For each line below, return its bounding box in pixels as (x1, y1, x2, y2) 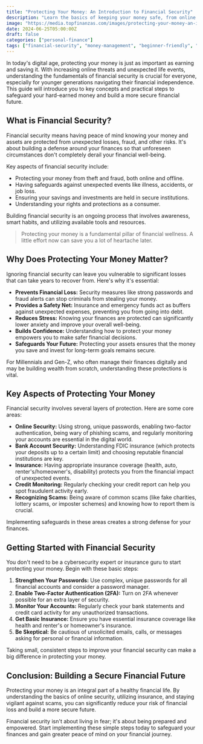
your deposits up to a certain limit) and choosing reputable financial (14, 449, 184, 456)
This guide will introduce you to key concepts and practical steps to (6, 85, 175, 92)
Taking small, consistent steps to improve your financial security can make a (6, 646, 196, 654)
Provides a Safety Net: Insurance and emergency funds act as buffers (14, 301, 191, 309)
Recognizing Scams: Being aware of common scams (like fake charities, (14, 494, 196, 501)
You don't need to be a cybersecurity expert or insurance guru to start (6, 558, 181, 566)
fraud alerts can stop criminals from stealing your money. (14, 295, 158, 302)
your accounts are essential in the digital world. (14, 436, 133, 443)
